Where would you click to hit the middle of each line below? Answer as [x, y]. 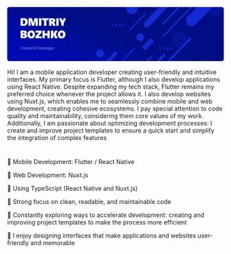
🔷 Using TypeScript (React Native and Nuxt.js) [73, 189]
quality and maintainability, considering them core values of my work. [106, 116]
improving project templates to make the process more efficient [97, 222]
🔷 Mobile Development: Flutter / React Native [71, 162]
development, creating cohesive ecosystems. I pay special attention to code [115, 108]
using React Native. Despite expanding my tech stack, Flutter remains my [111, 87]
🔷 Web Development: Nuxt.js [48, 175]
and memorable [53, 243]
